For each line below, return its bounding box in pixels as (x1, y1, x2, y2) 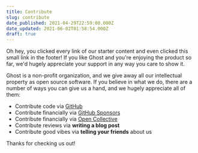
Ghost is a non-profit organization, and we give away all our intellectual (6, 72, 182, 79)
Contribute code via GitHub (14, 103, 83, 110)
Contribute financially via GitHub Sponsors (14, 109, 121, 116)
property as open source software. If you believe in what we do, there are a (6, 79, 193, 86)
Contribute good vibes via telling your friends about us (14, 128, 152, 136)
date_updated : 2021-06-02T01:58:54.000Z (6, 25, 109, 32)
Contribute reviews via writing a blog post (14, 122, 120, 129)
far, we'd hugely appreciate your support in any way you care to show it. (6, 61, 185, 68)
